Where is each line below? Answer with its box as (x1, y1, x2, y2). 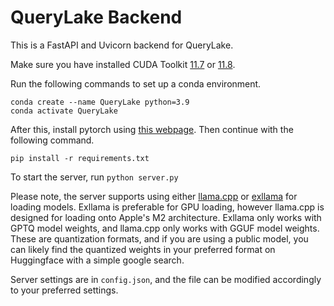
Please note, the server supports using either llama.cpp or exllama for (10, 190, 298, 202)
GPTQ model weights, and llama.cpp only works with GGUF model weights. (10, 222, 320, 234)
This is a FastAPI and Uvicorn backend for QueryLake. (10, 39, 234, 51)
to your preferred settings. (10, 284, 119, 296)
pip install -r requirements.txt (10, 153, 150, 163)
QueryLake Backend (10, 6, 183, 29)
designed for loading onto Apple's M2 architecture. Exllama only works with (10, 211, 322, 223)
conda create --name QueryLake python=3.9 (10, 97, 190, 107)
